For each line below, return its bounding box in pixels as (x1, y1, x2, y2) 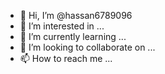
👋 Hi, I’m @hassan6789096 (19, 10, 133, 21)
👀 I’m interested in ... (19, 20, 105, 32)
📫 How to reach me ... (19, 53, 113, 64)
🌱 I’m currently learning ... (19, 31, 127, 42)
